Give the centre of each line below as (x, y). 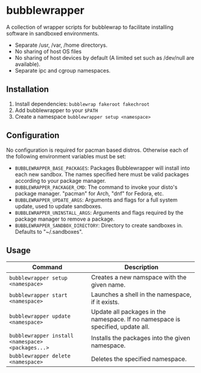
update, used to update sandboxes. (59, 206)
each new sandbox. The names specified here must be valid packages (102, 174)
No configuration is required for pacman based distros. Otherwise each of (97, 150)
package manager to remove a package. (65, 219)
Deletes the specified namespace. (139, 359)
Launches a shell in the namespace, (141, 294)
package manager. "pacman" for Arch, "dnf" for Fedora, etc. (89, 193)
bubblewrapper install (41, 336)
